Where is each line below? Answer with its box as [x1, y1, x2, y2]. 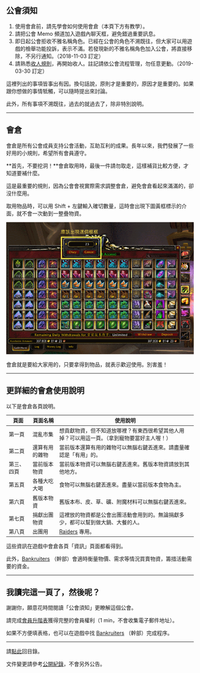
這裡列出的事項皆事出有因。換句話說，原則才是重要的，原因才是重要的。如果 [6, 80, 194, 87]
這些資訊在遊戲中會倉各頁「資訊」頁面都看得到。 [6, 542, 126, 549]
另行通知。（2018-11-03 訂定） [30, 53, 104, 60]
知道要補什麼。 [6, 169, 43, 177]
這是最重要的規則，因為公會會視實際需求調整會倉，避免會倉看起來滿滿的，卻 [6, 182, 194, 189]
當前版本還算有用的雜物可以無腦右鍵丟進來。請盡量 [59, 443, 185, 450]
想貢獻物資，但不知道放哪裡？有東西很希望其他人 [59, 427, 180, 434]
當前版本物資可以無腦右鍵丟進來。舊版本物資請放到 [59, 461, 185, 468]
